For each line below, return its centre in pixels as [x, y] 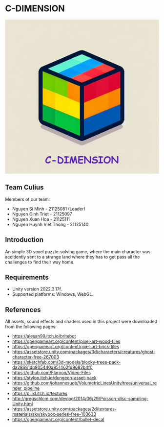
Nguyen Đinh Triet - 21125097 [42, 214]
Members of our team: [28, 199]
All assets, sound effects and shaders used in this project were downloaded [81, 322]
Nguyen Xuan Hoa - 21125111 [41, 219]
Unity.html [22, 404]
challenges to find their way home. [40, 262]
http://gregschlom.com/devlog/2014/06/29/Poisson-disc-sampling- [80, 399]
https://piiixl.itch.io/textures [40, 393]
